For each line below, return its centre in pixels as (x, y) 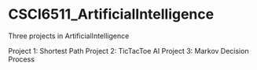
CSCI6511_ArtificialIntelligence (111, 14)
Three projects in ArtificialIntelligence (69, 36)
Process (22, 59)
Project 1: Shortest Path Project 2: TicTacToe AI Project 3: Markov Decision (128, 51)
